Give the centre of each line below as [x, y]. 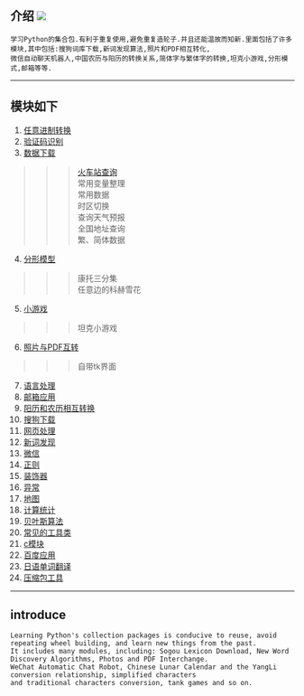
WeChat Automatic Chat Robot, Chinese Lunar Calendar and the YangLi [144, 667]
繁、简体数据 [101, 240]
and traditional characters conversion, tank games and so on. [132, 683]
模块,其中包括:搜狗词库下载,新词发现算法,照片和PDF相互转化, [111, 49]
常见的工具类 [47, 532]
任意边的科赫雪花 [109, 289]
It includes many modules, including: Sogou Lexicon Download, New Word [150, 652]
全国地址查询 [101, 228]
